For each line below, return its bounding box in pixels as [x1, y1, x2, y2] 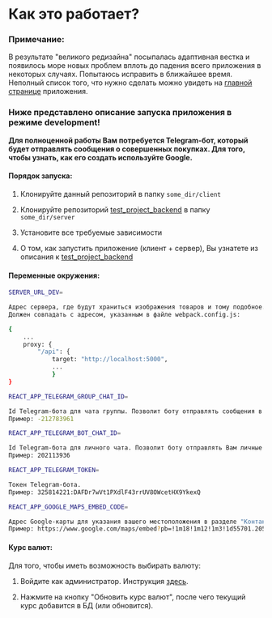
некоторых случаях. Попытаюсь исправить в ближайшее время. [8, 70, 233, 79]
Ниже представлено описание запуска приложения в [8, 107, 232, 118]
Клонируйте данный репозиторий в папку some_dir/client [19, 189, 221, 198]
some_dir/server [19, 213, 75, 221]
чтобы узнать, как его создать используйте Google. [8, 152, 193, 162]
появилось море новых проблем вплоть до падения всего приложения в [8, 61, 261, 70]
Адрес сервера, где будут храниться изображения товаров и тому [8, 303, 230, 312]
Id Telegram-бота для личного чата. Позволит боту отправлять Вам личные [8, 444, 263, 452]
